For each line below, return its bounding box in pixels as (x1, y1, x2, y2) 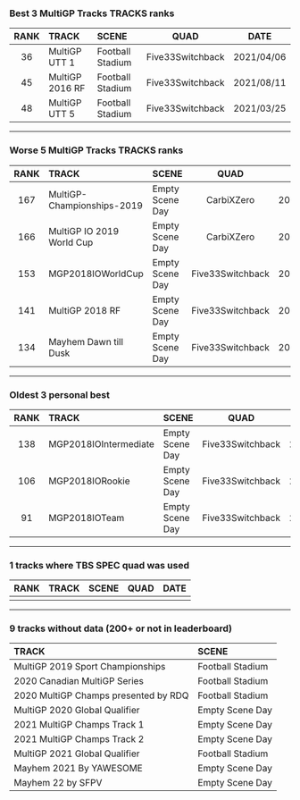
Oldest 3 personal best (9, 388, 110, 400)
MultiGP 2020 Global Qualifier (13, 704, 140, 717)
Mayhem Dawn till (48, 335, 123, 348)
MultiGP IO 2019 (48, 224, 120, 237)
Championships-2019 (48, 199, 143, 212)
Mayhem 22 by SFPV (13, 777, 103, 789)
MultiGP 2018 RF (48, 304, 121, 316)
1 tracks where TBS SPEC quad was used (9, 559, 190, 571)
